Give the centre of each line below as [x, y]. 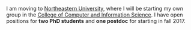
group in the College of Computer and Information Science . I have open [95, 15]
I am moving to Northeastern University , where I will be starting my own [95, 9]
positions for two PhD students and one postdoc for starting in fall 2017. [96, 21]
